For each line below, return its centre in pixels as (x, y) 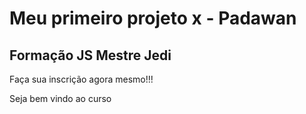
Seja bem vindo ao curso (60, 98)
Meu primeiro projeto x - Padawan (153, 18)
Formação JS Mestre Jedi (90, 55)
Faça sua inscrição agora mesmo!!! (81, 79)
